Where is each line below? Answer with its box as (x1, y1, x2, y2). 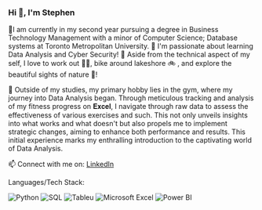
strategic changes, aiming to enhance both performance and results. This (8, 127, 246, 136)
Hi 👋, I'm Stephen (8, 7, 75, 18)
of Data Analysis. (8, 144, 64, 154)
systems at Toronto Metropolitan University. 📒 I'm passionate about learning (8, 42, 253, 51)
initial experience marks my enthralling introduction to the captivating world (8, 136, 253, 145)
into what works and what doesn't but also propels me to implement (8, 119, 227, 129)
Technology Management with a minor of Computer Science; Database (8, 33, 238, 42)
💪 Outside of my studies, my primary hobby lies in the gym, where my (8, 85, 233, 95)
